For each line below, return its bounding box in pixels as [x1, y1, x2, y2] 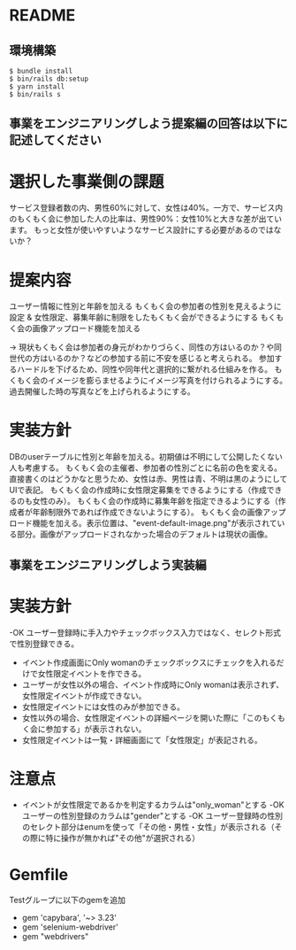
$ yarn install [9, 82, 65, 91]
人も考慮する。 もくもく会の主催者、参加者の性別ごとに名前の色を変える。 [9, 462, 283, 474]
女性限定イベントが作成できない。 [21, 690, 147, 700]
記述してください [9, 133, 102, 148]
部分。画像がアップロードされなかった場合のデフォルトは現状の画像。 [16, 529, 272, 540]
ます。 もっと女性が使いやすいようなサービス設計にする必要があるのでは [9, 225, 274, 236]
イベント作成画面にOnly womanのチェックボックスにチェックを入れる [21, 657, 277, 668]
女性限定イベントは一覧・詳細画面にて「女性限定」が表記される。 [21, 734, 262, 745]
